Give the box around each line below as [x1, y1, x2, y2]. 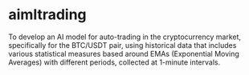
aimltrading [8, 6, 87, 24]
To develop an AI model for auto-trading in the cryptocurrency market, [8, 32, 242, 41]
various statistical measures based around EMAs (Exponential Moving [8, 49, 239, 58]
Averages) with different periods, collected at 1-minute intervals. [8, 57, 221, 67]
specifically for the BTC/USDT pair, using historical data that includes [8, 40, 237, 49]
